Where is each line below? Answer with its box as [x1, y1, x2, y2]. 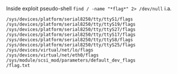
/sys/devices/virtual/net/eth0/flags [6, 52, 99, 58]
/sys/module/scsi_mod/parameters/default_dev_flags [6, 58, 136, 63]
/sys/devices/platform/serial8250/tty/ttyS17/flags [6, 32, 136, 38]
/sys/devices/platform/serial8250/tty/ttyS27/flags [6, 26, 136, 32]
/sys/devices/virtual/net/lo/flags [6, 47, 94, 53]
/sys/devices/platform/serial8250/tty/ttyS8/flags [6, 37, 133, 43]
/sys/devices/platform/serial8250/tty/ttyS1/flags [6, 16, 133, 22]
